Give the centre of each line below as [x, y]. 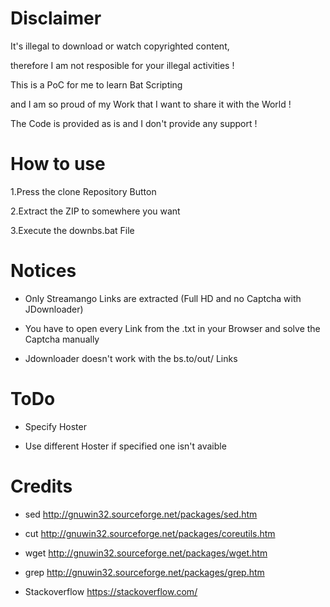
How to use [58, 164]
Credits [41, 486]
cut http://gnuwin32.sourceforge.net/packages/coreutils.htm [150, 533]
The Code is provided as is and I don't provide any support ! [134, 123]
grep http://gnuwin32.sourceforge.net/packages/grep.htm [144, 572]
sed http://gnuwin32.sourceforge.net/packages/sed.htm [141, 514]
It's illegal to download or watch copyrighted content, [120, 46]
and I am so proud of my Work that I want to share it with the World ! [151, 104]
